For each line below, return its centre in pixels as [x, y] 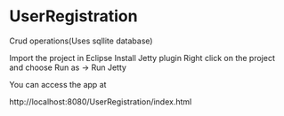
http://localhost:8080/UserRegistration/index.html [101, 101]
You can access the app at [58, 84]
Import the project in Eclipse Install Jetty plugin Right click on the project [142, 58]
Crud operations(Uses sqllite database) [81, 41]
